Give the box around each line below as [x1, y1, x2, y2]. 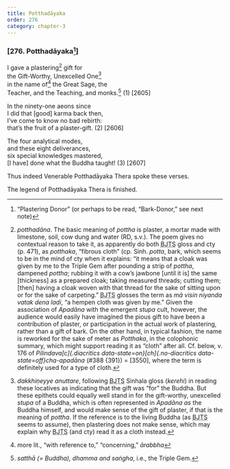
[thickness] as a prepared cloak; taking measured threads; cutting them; [16, 276, 221, 284]
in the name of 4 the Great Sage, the [7, 79, 107, 89]
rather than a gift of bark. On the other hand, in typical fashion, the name [16, 327, 222, 335]
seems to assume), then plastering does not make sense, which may [16, 420, 211, 428]
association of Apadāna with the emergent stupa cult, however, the [16, 305, 207, 313]
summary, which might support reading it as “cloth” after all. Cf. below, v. [16, 341, 222, 349]
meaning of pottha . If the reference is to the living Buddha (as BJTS [16, 413, 208, 421]
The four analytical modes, [7, 137, 83, 145]
